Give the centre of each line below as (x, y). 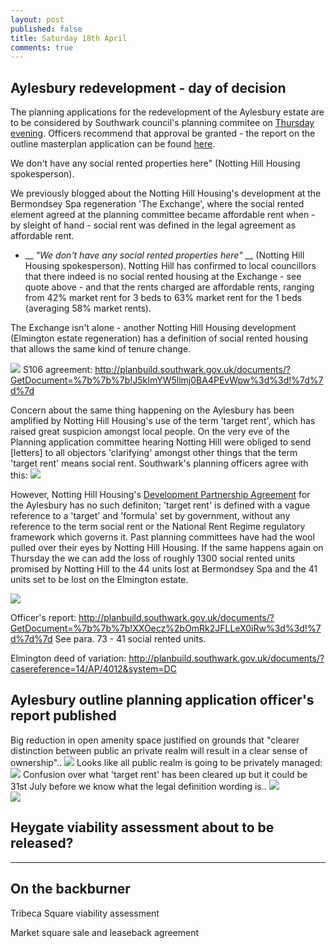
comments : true (42, 47)
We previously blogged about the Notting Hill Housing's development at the (166, 193)
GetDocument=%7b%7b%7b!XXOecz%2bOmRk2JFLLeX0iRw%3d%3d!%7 (166, 628)
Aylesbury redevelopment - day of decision (148, 87)
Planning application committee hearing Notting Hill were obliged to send (161, 442)
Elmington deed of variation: (68, 658)
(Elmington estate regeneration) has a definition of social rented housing (159, 338)
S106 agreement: (57, 370)
